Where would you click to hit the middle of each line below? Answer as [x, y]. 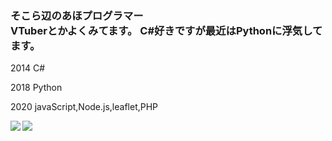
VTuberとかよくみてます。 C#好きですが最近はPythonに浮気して [166, 30]
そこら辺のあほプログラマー [77, 15]
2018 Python [36, 88]
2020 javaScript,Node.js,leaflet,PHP [84, 107]
